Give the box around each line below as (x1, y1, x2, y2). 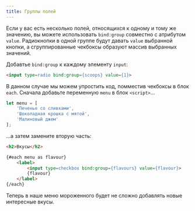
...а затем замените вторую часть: (6, 132, 92, 139)
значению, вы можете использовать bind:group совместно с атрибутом (6, 30, 186, 38)
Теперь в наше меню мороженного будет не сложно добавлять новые (6, 192, 183, 199)
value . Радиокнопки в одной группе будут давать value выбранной (6, 37, 173, 44)
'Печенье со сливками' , (16, 106, 75, 112)
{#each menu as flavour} (6, 154, 67, 160)
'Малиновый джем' (16, 116, 59, 123)
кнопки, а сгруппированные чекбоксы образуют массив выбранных (6, 43, 177, 50)
